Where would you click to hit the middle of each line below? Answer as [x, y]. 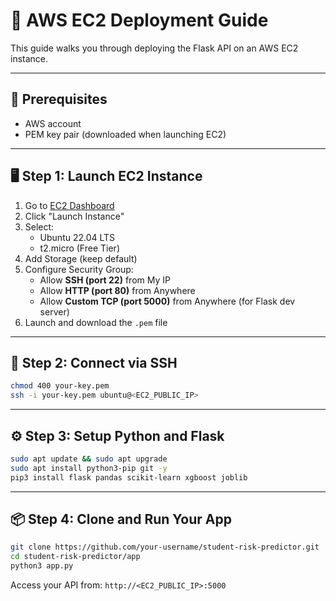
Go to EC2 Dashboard [69, 205]
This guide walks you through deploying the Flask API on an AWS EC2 [154, 48]
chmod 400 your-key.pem [60, 386]
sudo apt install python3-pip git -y [89, 468]
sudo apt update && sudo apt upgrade [89, 459]
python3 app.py [42, 566]
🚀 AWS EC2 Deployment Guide [139, 20]
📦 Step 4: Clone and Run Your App [121, 519]
